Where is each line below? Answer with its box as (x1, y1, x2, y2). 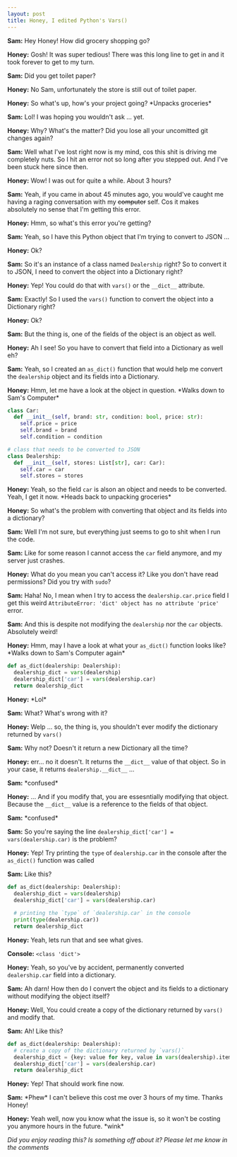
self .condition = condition (20, 433, 102, 440)
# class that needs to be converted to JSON (7, 446, 140, 453)
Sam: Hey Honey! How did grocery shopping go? (7, 36, 150, 45)
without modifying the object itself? (7, 991, 110, 1000)
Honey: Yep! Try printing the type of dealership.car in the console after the (7, 848, 227, 857)
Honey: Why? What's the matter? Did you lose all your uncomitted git (7, 126, 208, 134)
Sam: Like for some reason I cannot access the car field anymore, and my (7, 549, 222, 558)
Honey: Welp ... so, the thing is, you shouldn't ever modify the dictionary (7, 723, 219, 731)
